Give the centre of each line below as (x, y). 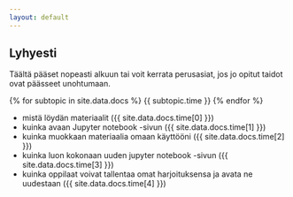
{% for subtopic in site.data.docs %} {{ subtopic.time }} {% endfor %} (136, 101)
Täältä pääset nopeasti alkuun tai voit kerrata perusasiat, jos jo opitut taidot (146, 74)
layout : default (39, 17)
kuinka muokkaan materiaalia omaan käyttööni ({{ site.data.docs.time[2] (153, 137)
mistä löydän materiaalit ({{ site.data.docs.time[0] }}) (118, 118)
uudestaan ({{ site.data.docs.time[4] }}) (94, 184)
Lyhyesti (33, 53)
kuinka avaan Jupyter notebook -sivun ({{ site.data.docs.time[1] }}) (144, 127)
